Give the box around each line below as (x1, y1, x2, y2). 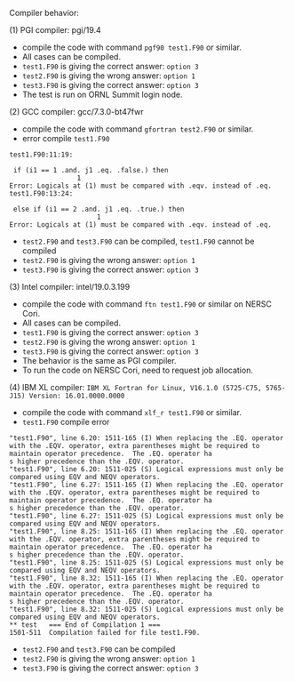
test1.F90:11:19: (9, 150, 74, 159)
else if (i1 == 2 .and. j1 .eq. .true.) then (12, 205, 185, 213)
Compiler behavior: (9, 8, 80, 18)
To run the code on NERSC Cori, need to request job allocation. (21, 365, 253, 375)
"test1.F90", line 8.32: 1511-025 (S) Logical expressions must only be (9, 605, 284, 614)
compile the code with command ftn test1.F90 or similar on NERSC (21, 299, 273, 309)
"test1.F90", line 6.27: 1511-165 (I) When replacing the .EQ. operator (9, 480, 284, 489)
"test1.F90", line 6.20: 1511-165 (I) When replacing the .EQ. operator (9, 434, 284, 443)
